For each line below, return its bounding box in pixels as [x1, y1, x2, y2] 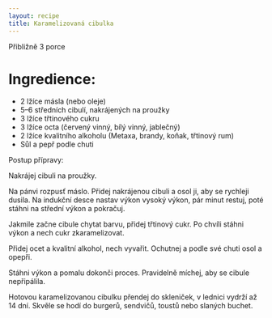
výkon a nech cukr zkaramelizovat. [8, 228, 125, 238]
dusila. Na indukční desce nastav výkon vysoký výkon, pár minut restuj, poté [8, 195, 265, 205]
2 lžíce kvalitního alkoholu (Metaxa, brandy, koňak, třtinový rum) [19, 131, 235, 141]
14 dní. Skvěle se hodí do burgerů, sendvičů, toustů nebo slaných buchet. [8, 301, 253, 311]
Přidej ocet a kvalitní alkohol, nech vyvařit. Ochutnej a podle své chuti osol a [8, 244, 262, 253]
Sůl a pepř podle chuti [19, 139, 95, 150]
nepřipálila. [8, 277, 46, 286]
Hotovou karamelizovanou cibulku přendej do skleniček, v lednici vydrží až [8, 292, 257, 302]
